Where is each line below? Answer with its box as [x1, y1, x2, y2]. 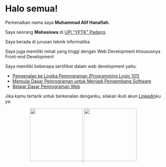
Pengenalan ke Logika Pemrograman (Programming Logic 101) [12, 73, 140, 79]
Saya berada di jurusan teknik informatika [5, 38, 90, 45]
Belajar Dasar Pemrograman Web [12, 83, 80, 89]
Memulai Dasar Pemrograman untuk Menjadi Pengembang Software [12, 78, 152, 84]
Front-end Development [5, 53, 54, 60]
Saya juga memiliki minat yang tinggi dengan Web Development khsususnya [5, 48, 161, 54]
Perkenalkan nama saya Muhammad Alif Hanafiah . [5, 19, 110, 25]
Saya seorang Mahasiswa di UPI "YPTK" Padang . [5, 29, 107, 35]
